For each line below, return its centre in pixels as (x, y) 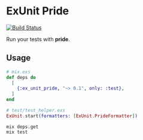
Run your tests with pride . (38, 39)
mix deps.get (22, 127)
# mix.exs (19, 72)
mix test (17, 132)
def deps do (21, 77)
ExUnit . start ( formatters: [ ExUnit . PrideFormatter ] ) (72, 116)
